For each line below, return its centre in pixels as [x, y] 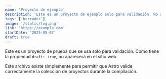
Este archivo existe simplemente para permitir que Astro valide [69, 66]
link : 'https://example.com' [35, 28]
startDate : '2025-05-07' [31, 33]
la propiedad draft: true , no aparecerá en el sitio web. [61, 56]
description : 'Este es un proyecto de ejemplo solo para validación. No [82, 14]
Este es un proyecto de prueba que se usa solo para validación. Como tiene [82, 51]
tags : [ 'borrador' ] [25, 19]
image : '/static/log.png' [32, 23]
